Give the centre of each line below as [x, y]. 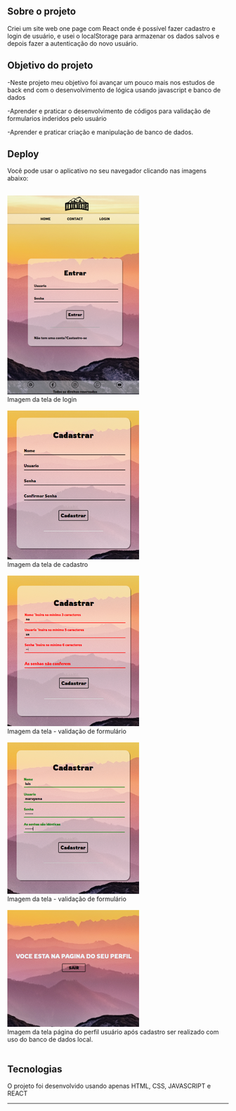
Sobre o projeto [41, 12]
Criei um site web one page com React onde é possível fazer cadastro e [111, 28]
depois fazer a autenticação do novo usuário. [73, 43]
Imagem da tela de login [42, 400]
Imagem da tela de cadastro [48, 565]
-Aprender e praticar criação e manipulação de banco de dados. [100, 132]
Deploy [23, 154]
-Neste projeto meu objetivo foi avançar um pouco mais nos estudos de [111, 82]
